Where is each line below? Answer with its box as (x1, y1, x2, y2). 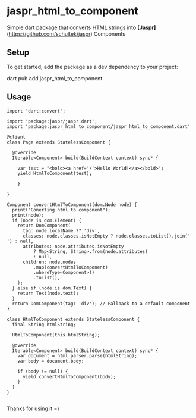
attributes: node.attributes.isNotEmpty (22, 243, 124, 249)
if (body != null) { (17, 368, 68, 375)
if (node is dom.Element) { (12, 217, 82, 223)
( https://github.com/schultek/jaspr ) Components (7, 30, 125, 37)
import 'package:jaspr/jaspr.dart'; (7, 118, 97, 124)
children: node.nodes (22, 259, 77, 265)
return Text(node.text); (17, 290, 79, 296)
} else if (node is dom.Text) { (12, 285, 93, 291)
